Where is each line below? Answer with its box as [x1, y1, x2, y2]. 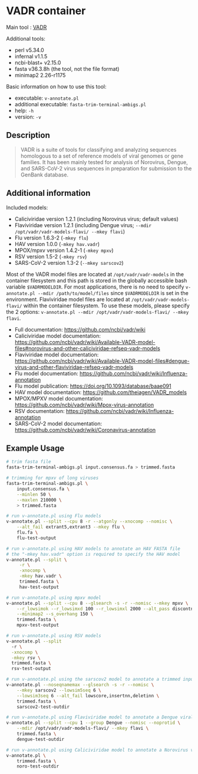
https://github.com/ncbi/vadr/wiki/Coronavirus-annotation [14, 426, 156, 433]
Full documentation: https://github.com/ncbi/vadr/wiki [14, 326, 146, 333]
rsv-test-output [11, 665, 51, 672]
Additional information [6, 188, 91, 198]
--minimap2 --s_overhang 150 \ [16, 611, 94, 617]
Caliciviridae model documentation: [14, 332, 101, 339]
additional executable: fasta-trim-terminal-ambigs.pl [14, 100, 146, 107]
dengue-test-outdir [16, 736, 65, 742]
